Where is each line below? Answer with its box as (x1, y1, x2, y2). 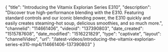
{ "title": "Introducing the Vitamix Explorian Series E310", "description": (5, 4, 151, 10)
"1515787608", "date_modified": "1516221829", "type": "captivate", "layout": (5, 31, 161, 36)
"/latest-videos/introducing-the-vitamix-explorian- (52, 36, 156, 42)
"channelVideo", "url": (5, 36, 51, 42)
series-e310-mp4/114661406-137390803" (5, 41, 92, 47)
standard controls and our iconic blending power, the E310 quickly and (5, 15, 151, 20)
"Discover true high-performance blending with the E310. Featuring (5, 9, 144, 15)
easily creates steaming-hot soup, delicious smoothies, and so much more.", (5, 20, 163, 26)
